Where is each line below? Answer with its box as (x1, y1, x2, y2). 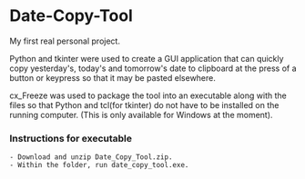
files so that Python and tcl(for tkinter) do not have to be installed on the (9, 99, 280, 110)
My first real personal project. (9, 35, 121, 46)
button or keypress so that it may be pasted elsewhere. (9, 72, 217, 83)
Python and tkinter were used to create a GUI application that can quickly (9, 53, 284, 64)
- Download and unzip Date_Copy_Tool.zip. (9, 153, 173, 162)
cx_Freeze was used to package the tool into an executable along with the (9, 90, 287, 101)
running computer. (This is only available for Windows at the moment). (9, 109, 273, 120)
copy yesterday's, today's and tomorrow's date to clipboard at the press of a (9, 63, 298, 74)
